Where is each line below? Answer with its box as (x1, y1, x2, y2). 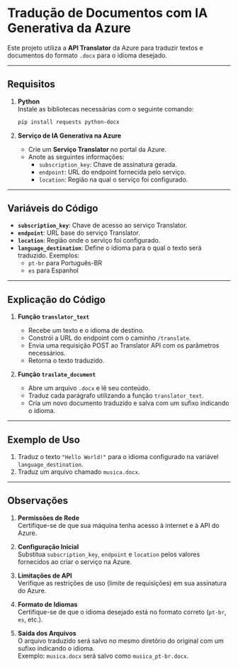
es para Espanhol (28, 266, 79, 275)
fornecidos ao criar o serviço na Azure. (17, 557, 132, 566)
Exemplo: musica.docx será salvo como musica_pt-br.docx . (17, 651, 189, 660)
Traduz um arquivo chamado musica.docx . (17, 468, 140, 476)
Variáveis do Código (7, 202, 98, 214)
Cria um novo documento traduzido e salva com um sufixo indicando (28, 399, 229, 407)
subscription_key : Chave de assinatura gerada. (38, 160, 177, 168)
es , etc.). (17, 615, 43, 624)
